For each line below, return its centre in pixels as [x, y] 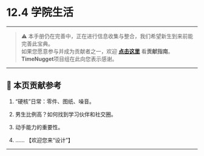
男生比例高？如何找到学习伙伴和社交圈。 [66, 114]
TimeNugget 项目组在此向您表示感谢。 [69, 59]
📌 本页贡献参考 [34, 86]
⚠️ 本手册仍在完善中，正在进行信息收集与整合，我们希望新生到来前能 [107, 36]
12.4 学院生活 [40, 12]
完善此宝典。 [37, 44]
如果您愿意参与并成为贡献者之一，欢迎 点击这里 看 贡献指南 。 [97, 51]
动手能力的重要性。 [39, 127]
